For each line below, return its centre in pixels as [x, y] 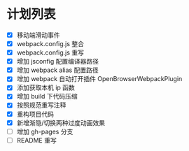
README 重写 [36, 140]
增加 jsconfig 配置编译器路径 [58, 62]
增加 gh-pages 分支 [45, 131]
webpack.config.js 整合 [50, 44]
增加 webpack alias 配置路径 [57, 70]
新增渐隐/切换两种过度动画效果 [61, 122]
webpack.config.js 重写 [50, 52]
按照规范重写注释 [41, 105]
